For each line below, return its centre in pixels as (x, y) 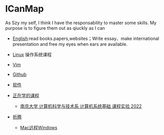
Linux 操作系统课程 (32, 54)
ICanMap (25, 9)
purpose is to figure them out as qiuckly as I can (55, 28)
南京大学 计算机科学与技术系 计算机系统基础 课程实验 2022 (81, 106)
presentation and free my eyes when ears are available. (70, 44)
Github (19, 74)
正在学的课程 (26, 95)
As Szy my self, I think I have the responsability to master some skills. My (81, 23)
